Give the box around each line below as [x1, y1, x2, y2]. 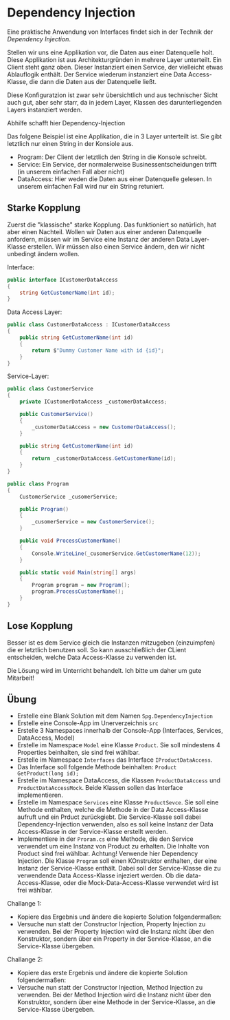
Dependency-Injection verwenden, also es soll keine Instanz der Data [16, 820, 214, 829]
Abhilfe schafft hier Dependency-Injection [7, 118, 126, 127]
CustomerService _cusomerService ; [19, 493, 118, 500]
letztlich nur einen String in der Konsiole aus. [7, 139, 134, 147]
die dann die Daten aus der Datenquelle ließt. [29, 77, 157, 85]
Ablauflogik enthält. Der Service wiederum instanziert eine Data [7, 70, 187, 79]
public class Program [7, 480, 69, 487]
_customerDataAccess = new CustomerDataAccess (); [32, 424, 176, 430]
